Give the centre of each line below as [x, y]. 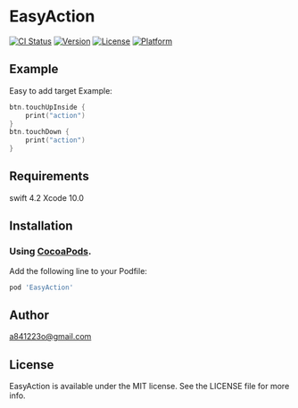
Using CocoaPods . [50, 252]
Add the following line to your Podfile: [78, 271]
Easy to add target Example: [61, 90]
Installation [41, 226]
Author [29, 315]
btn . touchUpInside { [48, 107]
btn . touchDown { [39, 132]
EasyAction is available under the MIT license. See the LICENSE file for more [149, 386]
